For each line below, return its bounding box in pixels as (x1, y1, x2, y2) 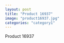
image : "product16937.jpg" (5, 16, 60, 21)
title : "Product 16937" (5, 11, 53, 16)
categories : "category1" (5, 20, 55, 25)
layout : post (5, 7, 32, 12)
